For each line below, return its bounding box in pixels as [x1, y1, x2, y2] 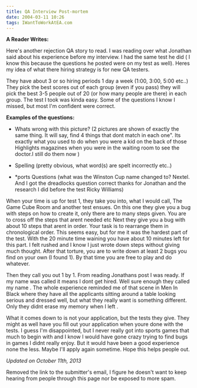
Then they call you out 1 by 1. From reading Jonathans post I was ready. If [6, 272, 185, 279]
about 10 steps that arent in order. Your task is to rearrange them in [6, 223, 169, 230]
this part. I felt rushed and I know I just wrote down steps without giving [6, 242, 180, 249]
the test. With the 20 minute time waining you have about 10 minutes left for [6, 235, 190, 242]
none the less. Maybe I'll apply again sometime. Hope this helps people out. [6, 346, 190, 353]
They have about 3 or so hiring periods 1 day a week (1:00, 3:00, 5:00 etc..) [6, 77, 189, 84]
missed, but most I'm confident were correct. [6, 103, 116, 110]
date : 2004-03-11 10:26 [6, 14, 65, 20]
